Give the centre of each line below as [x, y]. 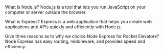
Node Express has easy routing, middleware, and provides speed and [75, 41]
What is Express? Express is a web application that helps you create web [79, 22]
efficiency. [16, 46]
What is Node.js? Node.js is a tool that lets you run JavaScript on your [75, 7]
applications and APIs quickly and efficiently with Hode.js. [63, 27]
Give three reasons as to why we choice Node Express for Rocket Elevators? [82, 36]
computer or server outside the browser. [46, 12]
